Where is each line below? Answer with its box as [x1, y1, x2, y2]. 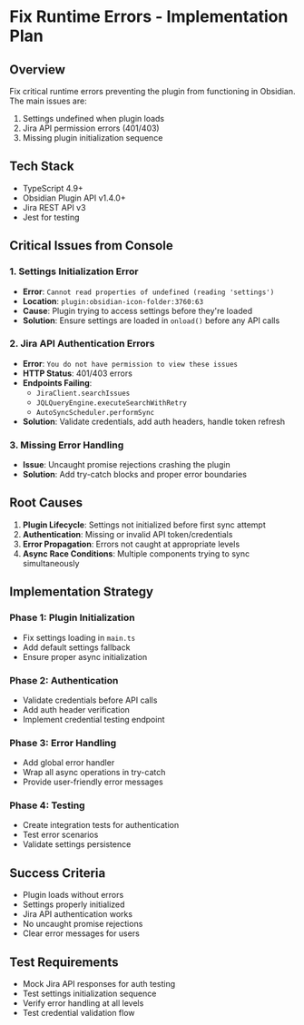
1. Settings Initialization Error [9, 265, 139, 278]
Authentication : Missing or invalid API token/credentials [22, 528, 233, 539]
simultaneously [22, 557, 80, 568]
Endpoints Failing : [22, 377, 93, 388]
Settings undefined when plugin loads [22, 113, 165, 123]
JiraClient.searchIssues [35, 389, 131, 398]
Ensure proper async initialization [22, 651, 148, 662]
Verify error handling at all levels [22, 998, 144, 1009]
